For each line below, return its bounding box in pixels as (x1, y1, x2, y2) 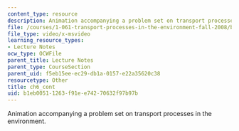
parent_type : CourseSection (7, 63, 91, 70)
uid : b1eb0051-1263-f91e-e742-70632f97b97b (7, 90, 139, 97)
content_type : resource (7, 10, 78, 18)
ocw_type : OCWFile (7, 51, 62, 58)
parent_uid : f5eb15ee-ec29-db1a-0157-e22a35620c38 (7, 70, 161, 77)
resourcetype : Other (7, 76, 69, 84)
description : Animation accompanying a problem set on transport (7, 17, 205, 24)
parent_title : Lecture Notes (7, 57, 94, 64)
